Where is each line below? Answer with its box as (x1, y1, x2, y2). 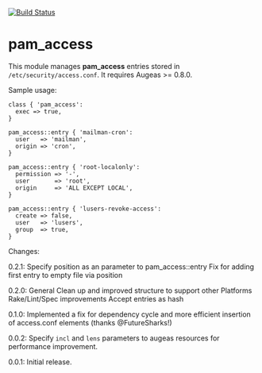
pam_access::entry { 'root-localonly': (8, 163, 141, 171)
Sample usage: (8, 85, 57, 94)
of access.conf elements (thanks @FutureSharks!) (8, 317, 172, 327)
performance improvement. (8, 341, 98, 351)
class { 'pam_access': (8, 100, 83, 109)
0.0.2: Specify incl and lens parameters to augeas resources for (8, 333, 220, 343)
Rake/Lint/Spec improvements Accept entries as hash (8, 294, 184, 303)
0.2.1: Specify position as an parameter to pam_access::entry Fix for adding (8, 262, 255, 271)
